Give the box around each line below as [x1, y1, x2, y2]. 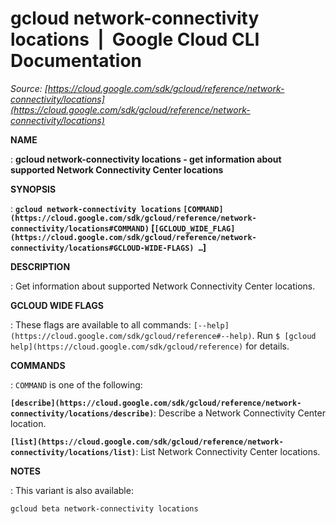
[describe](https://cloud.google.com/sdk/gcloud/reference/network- [10, 398, 302, 408]
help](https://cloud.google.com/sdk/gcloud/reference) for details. [10, 340, 290, 352]
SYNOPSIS [10, 183, 57, 195]
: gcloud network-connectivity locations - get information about [10, 153, 282, 165]
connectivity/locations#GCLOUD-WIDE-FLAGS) [10, 243, 195, 253]
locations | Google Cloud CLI [10, 28, 260, 51]
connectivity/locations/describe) [10, 408, 155, 419]
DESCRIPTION [10, 260, 71, 272]
